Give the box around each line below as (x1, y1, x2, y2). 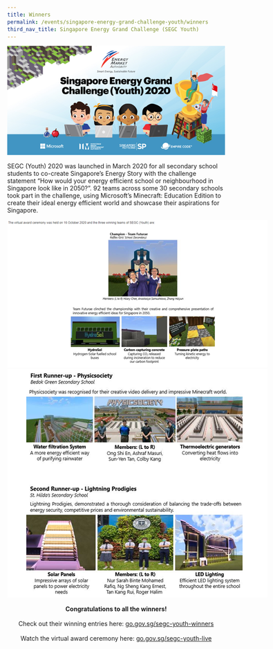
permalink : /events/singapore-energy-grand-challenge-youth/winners (7, 18, 209, 26)
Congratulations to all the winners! (65, 605, 167, 613)
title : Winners (7, 11, 51, 18)
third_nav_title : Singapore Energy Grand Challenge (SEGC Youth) (7, 26, 199, 33)
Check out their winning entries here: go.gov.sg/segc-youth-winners (18, 620, 214, 628)
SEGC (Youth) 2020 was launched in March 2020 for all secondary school (7, 162, 218, 170)
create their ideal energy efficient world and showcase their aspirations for (7, 199, 220, 207)
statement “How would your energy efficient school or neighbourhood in (7, 177, 214, 185)
